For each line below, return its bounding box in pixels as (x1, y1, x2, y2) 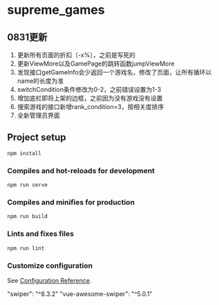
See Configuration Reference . (7, 277, 92, 284)
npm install (7, 150, 41, 157)
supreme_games (7, 2, 105, 18)
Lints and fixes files (7, 229, 75, 239)
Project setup (7, 132, 67, 144)
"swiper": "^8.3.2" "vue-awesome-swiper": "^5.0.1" (7, 290, 153, 298)
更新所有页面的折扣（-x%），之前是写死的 (17, 51, 136, 59)
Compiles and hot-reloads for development (7, 166, 155, 175)
